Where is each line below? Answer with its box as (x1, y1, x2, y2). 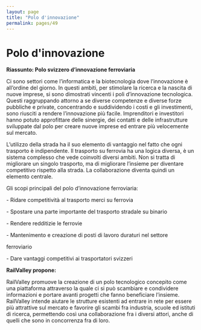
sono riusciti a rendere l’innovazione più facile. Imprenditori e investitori (6, 110, 184, 117)
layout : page (6, 8, 39, 15)
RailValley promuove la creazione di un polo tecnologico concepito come (6, 279, 187, 286)
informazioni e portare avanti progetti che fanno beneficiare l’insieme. (6, 291, 180, 299)
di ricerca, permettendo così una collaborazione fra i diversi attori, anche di (6, 311, 194, 318)
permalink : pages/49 (6, 20, 59, 26)
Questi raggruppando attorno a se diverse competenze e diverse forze (6, 97, 182, 105)
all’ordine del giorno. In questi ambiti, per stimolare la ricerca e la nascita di (6, 84, 193, 91)
